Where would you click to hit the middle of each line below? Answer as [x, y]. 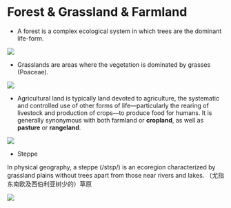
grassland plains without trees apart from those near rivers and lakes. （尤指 [116, 175]
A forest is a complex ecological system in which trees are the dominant [119, 31]
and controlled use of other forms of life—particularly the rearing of [113, 105]
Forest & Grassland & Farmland [97, 12]
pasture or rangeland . [49, 127]
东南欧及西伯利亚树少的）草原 [49, 184]
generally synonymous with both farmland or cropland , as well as [110, 120]
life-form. [30, 38]
